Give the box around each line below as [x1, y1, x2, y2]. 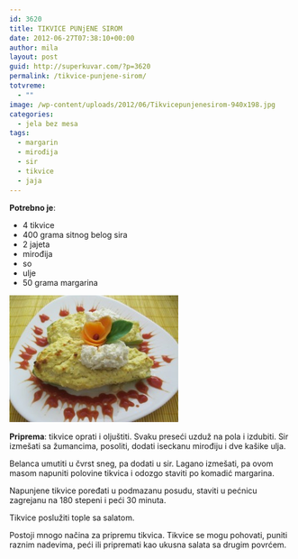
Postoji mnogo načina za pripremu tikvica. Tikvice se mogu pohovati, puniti [9, 529, 288, 540]
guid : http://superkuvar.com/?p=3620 [9, 62, 151, 71]
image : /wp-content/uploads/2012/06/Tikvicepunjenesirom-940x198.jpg [9, 100, 276, 109]
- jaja [17, 176, 42, 185]
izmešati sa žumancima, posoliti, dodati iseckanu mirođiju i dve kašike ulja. [9, 440, 286, 451]
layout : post [9, 52, 59, 62]
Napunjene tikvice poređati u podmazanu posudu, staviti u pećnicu [9, 485, 258, 496]
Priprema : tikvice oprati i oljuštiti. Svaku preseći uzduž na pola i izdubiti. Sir [9, 431, 289, 442]
